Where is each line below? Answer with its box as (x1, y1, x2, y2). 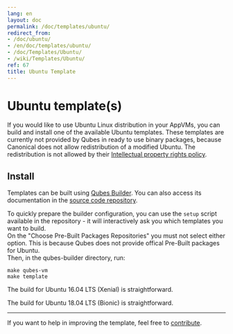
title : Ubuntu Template (7, 68, 76, 75)
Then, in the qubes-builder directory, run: (7, 254, 126, 262)
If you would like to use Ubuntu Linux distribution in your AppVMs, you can (7, 121, 221, 129)
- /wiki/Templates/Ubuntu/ (7, 55, 85, 62)
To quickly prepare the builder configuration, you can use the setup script (7, 209, 217, 218)
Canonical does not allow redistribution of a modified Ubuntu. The (7, 143, 196, 151)
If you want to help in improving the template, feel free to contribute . (7, 319, 202, 327)
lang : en (7, 10, 33, 17)
